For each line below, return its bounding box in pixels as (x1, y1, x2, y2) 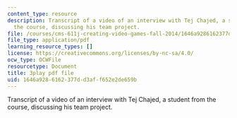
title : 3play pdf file (7, 69, 74, 76)
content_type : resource (7, 10, 78, 18)
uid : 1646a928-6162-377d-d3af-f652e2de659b (7, 76, 138, 83)
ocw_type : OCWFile (7, 57, 61, 64)
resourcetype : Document (7, 63, 78, 70)
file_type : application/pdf (7, 37, 90, 44)
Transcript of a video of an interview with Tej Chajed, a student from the (7, 95, 217, 104)
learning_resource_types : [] (7, 43, 93, 50)
